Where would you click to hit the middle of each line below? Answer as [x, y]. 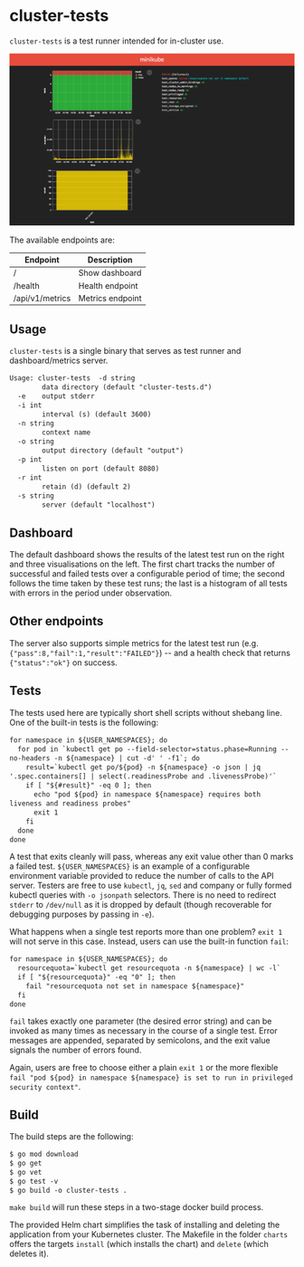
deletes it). [29, 1253]
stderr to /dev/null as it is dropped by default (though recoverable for [141, 904]
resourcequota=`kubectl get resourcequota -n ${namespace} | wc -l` [149, 968]
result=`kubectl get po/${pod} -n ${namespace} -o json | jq [143, 767]
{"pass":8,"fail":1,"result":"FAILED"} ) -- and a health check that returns [150, 653]
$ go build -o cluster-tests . [68, 1191]
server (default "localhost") [99, 505]
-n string [36, 424]
